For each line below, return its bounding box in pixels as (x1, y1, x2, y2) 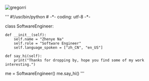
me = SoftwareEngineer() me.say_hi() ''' (5, 70, 85, 76)
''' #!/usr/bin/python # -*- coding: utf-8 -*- (5, 14, 91, 19)
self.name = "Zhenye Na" (14, 37, 64, 41)
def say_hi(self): (5, 54, 42, 58)
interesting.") (5, 62, 36, 67)
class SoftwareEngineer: (5, 23, 54, 29)
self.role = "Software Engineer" (14, 41, 82, 46)
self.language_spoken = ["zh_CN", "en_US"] (14, 45, 103, 50)
